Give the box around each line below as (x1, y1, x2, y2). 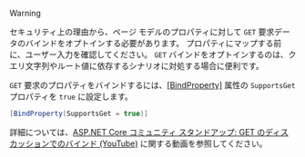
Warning (9, 8, 41, 18)
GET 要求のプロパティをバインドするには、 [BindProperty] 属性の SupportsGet (9, 80, 296, 90)
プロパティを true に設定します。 (9, 91, 134, 102)
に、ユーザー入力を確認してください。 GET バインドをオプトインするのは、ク (9, 49, 297, 60)
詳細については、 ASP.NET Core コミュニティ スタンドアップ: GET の (9, 126, 266, 137)
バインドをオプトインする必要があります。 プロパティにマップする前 (25, 38, 282, 48)
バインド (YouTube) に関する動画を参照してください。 (65, 138, 268, 149)
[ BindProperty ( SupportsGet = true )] (9, 109, 148, 118)
